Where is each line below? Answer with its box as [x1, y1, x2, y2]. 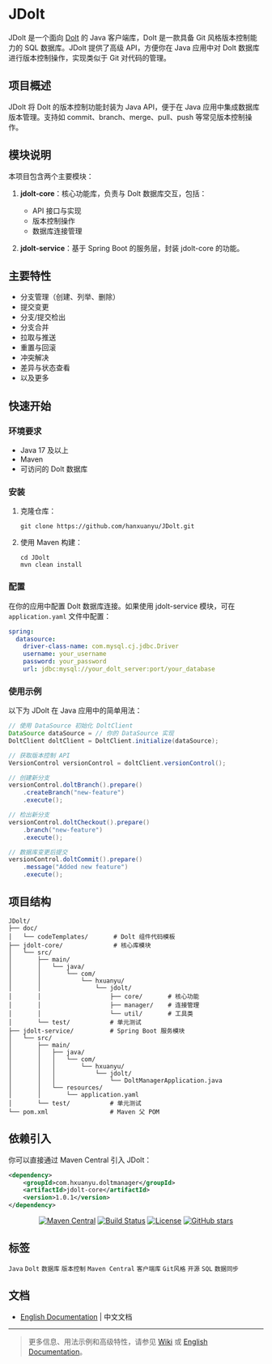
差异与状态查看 [19, 363, 70, 373]
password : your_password [23, 658, 107, 666]
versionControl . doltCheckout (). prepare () [8, 818, 151, 826]
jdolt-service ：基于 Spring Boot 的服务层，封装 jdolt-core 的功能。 [19, 243, 244, 253]
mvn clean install [19, 561, 83, 569]
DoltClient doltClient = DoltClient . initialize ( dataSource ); [8, 736, 219, 745]
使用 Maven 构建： [19, 538, 83, 548]
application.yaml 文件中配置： [8, 611, 112, 620]
